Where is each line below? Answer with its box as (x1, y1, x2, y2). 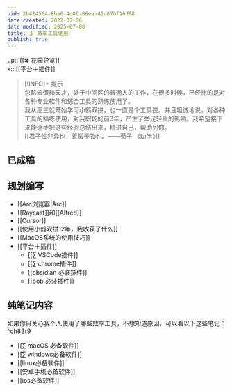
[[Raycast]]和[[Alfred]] (17, 208, 82, 217)
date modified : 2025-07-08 (7, 23, 85, 30)
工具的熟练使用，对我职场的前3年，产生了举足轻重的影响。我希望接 (24, 114, 217, 123)
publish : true (7, 36, 49, 43)
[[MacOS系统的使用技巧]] (17, 233, 90, 242)
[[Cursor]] (17, 217, 47, 225)
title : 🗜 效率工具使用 (7, 29, 69, 37)
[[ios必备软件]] (17, 376, 60, 385)
